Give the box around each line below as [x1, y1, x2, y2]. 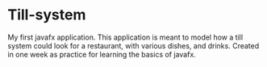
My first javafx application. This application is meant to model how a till [7, 32, 244, 42]
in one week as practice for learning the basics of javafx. [7, 49, 197, 59]
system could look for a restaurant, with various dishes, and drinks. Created [7, 40, 260, 50]
